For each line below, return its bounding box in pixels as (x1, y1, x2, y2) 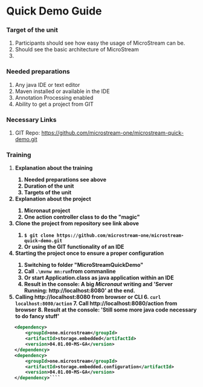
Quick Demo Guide (6, 4, 102, 18)
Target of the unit (6, 26, 59, 34)
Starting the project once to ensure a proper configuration (14, 249, 164, 257)
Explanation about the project (14, 195, 92, 203)
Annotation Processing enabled (14, 94, 94, 101)
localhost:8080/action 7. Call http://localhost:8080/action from (14, 300, 178, 307)
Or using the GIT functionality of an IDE (24, 243, 124, 251)
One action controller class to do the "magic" (24, 213, 140, 221)
